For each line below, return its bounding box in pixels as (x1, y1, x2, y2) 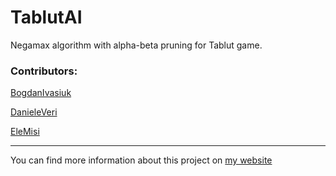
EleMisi (10, 126, 40, 138)
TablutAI (10, 6, 83, 29)
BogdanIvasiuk (10, 87, 72, 99)
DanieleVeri (10, 106, 58, 118)
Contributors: (10, 64, 78, 78)
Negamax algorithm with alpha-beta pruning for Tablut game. (10, 39, 263, 51)
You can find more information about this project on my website (10, 154, 273, 166)
